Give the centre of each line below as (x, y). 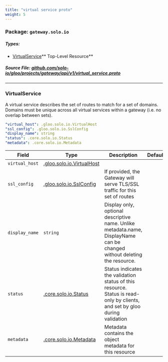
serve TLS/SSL (122, 184)
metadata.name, (123, 230)
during (112, 313)
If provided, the (122, 172)
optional (114, 211)
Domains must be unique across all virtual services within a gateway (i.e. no (83, 110)
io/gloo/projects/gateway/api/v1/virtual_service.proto (63, 73)
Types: (12, 44)
